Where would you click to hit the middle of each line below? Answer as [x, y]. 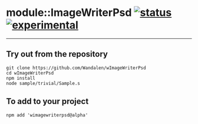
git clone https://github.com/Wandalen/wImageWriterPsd [76, 68]
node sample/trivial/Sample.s [43, 83]
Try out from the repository [57, 54]
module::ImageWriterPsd [69, 13]
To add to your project [47, 101]
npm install [21, 78]
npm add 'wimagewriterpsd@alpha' [47, 115]
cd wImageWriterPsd [30, 73]
